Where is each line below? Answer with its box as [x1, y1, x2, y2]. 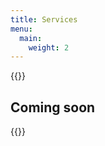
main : [19, 33, 43, 43]
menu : [10, 24, 33, 34]
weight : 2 [28, 42, 70, 53]
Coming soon [10, 99, 96, 116]
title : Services [10, 14, 78, 25]
